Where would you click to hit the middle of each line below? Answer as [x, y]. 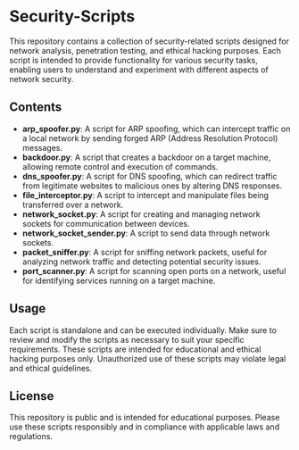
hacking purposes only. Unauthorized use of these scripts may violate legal [148, 358]
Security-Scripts [72, 17]
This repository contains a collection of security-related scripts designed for [149, 41]
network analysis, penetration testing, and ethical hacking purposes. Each [145, 50]
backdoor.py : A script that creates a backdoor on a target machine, [146, 157]
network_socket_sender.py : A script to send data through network [146, 233]
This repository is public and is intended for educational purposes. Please [145, 418]
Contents [36, 108]
